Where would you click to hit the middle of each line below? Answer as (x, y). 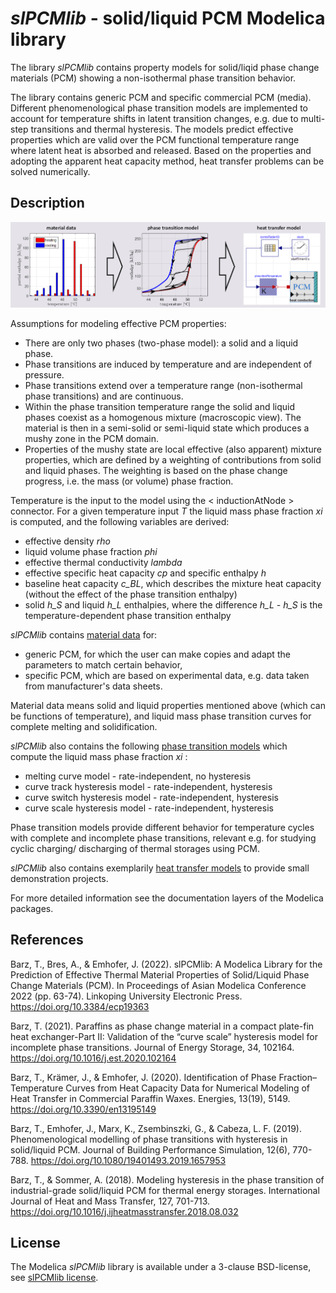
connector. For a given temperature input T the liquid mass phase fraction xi (166, 511)
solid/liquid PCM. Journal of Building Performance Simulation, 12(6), (150, 1149)
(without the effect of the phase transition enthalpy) (131, 594)
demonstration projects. (59, 878)
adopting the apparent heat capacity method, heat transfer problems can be (167, 161)
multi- (313, 118)
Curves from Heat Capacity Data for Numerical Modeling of (188, 1088)
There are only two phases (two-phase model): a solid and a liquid (161, 343)
